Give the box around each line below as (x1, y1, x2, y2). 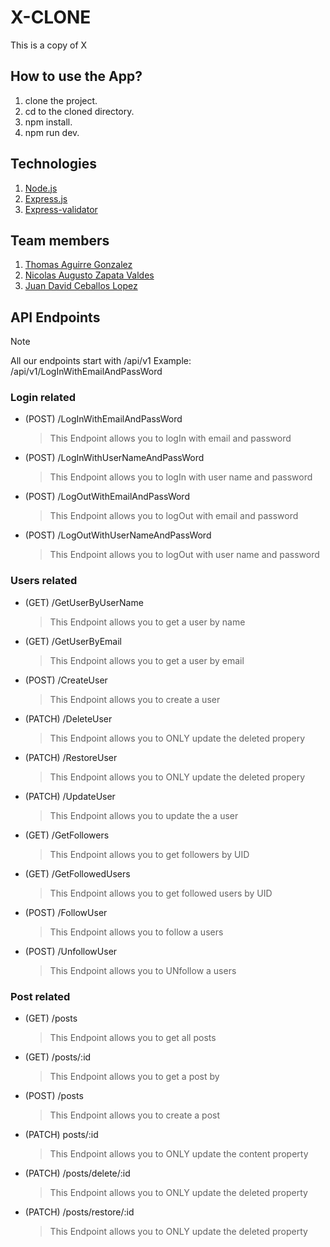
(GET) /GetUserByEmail (24, 635, 122, 647)
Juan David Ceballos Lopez (24, 280, 138, 292)
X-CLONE (10, 6, 92, 29)
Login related (10, 391, 76, 405)
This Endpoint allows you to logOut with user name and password (49, 549, 320, 561)
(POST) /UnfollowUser (24, 945, 118, 957)
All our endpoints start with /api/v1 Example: (10, 355, 192, 367)
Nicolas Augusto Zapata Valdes (24, 269, 155, 281)
